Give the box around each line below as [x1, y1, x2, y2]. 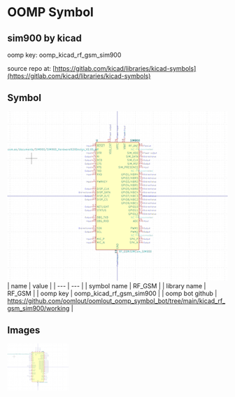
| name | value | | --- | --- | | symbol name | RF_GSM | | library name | [7, 282, 206, 290]
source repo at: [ [7, 65, 55, 72]
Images [7, 324, 41, 337]
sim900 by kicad [7, 32, 82, 44]
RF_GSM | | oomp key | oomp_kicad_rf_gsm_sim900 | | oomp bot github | [7, 289, 218, 298]
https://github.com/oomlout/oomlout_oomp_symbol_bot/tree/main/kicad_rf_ [7, 297, 226, 305]
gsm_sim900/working [7, 304, 70, 313]
